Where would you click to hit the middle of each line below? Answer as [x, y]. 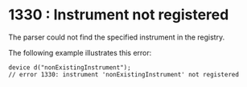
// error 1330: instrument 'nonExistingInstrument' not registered [124, 74]
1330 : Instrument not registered [119, 15]
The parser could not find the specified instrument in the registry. [117, 37]
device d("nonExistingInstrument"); [70, 67]
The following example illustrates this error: [80, 52]
